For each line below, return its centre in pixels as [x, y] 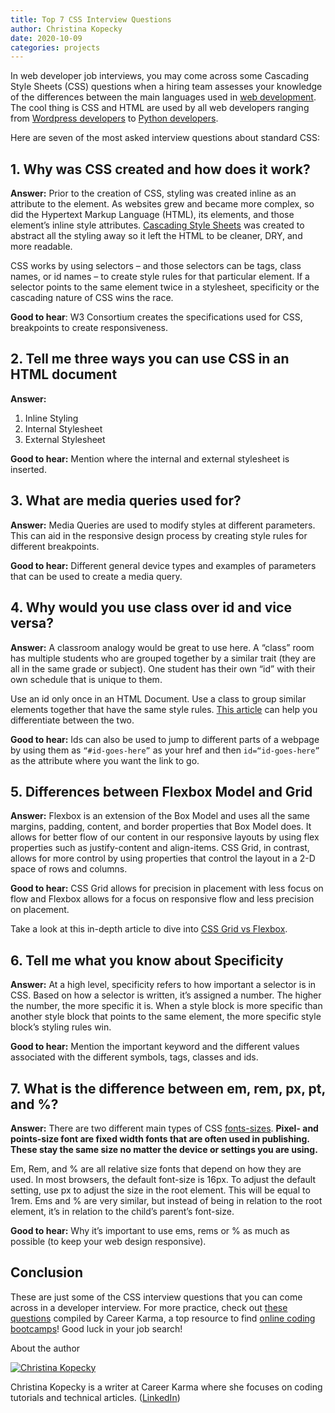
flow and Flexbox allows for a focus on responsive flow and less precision [162, 899]
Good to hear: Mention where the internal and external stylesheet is [150, 458]
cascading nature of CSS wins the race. [92, 298]
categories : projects [55, 47]
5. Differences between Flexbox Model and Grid [161, 791]
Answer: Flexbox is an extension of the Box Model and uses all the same [160, 816]
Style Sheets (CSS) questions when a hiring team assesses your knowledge [166, 87]
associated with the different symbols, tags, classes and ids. [134, 1057]
